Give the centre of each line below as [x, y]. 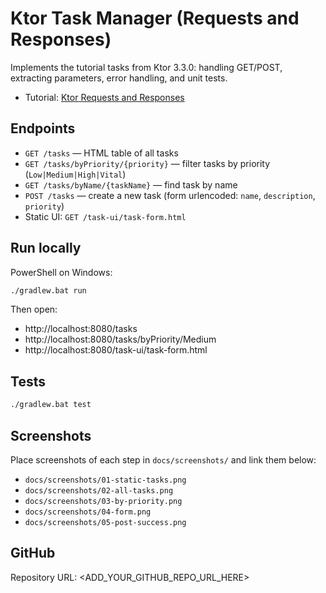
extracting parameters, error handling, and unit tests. [119, 78]
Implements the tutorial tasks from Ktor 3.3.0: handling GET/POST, [146, 67]
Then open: [34, 309]
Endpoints [43, 128]
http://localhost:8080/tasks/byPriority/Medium [120, 339]
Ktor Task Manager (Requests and [155, 18]
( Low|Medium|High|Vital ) [75, 174]
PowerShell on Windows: [61, 272]
